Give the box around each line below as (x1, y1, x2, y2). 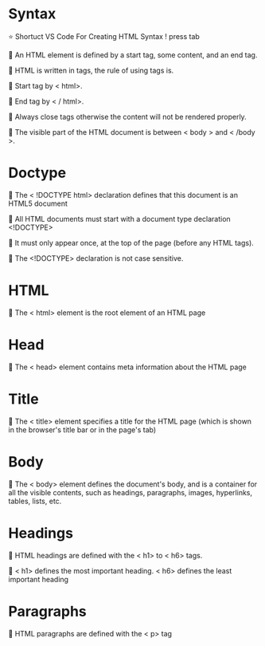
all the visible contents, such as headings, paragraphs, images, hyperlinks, (8, 487, 253, 497)
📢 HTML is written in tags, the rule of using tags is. (8, 65, 174, 75)
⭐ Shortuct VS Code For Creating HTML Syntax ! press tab (8, 31, 201, 41)
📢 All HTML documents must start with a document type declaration (8, 214, 231, 223)
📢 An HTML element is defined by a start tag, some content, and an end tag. (8, 49, 258, 60)
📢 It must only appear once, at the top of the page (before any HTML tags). (8, 238, 255, 247)
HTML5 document (8, 199, 68, 208)
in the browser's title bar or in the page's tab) (8, 424, 157, 435)
